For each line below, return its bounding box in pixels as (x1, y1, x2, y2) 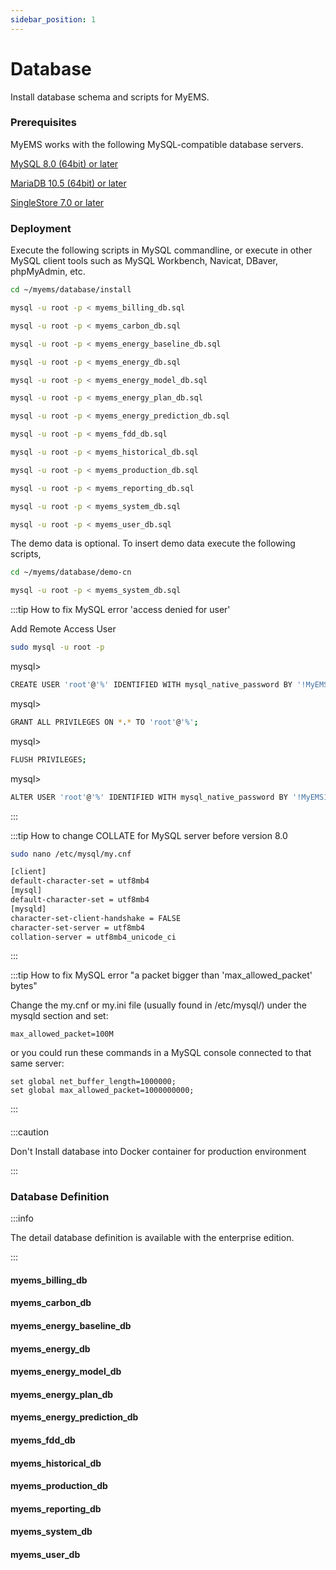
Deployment (10, 221, 72, 235)
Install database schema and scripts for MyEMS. (10, 91, 210, 103)
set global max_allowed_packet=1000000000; (10, 1086, 195, 1096)
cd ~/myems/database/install (10, 285, 132, 295)
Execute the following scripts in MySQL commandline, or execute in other (10, 244, 313, 256)
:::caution (10, 1126, 50, 1138)
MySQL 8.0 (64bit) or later (10, 157, 119, 170)
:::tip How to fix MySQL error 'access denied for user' (10, 604, 231, 616)
